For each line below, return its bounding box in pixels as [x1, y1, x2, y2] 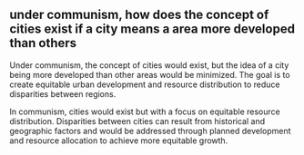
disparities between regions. [9, 88, 117, 99]
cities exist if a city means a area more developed [9, 22, 296, 37]
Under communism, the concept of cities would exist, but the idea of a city [9, 59, 289, 71]
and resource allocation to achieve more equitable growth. [9, 135, 228, 146]
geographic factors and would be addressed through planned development [9, 125, 291, 136]
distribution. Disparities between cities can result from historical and [9, 115, 266, 126]
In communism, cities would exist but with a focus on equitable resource [9, 106, 280, 117]
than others [9, 35, 77, 51]
